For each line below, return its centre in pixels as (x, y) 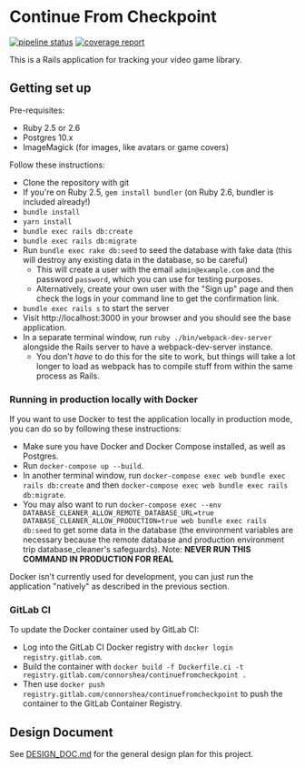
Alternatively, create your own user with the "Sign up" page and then (165, 288)
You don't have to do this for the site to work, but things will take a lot (166, 356)
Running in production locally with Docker (103, 399)
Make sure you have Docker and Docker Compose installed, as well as (154, 447)
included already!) (56, 201)
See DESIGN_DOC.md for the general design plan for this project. (132, 754)
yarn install (47, 222)
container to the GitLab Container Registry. (103, 703)
